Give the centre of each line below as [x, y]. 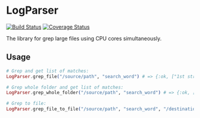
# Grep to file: [26, 104]
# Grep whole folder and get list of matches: [65, 87]
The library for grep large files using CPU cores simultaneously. [84, 38]
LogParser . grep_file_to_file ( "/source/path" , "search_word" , [84, 109]
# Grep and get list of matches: [48, 71]
